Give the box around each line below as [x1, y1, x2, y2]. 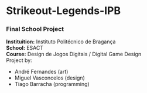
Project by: [6, 57, 32, 64]
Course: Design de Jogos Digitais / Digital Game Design [6, 51, 142, 58]
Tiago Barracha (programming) [14, 81, 90, 88]
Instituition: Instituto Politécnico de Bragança [6, 38, 116, 45]
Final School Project [6, 25, 64, 33]
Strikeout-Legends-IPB [6, 4, 121, 18]
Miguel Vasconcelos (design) [14, 74, 85, 81]
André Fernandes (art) [14, 68, 69, 75]
